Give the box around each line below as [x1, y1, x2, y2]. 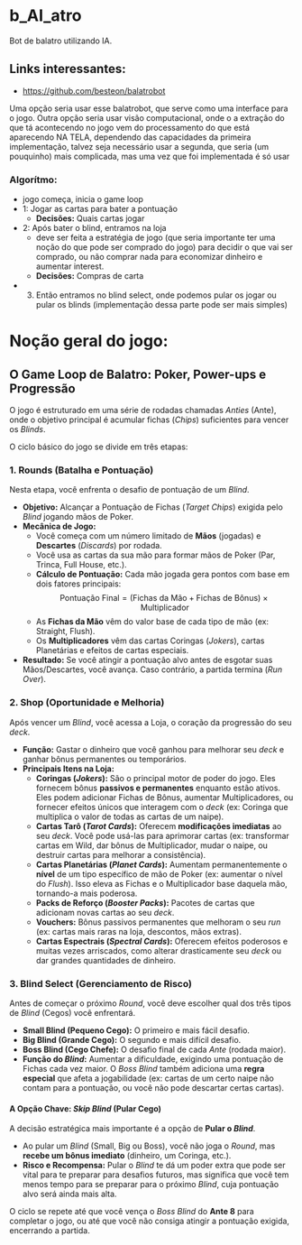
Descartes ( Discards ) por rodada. [35, 540, 162, 551]
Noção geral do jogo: [9, 331, 169, 352]
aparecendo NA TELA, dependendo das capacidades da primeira [9, 132, 252, 143]
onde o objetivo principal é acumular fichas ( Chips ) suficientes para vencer [9, 414, 289, 425]
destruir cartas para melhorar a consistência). [35, 849, 206, 860]
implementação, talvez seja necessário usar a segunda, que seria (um [9, 141, 270, 152]
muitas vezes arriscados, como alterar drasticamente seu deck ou [35, 945, 282, 956]
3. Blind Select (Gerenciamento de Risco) [9, 977, 192, 990]
